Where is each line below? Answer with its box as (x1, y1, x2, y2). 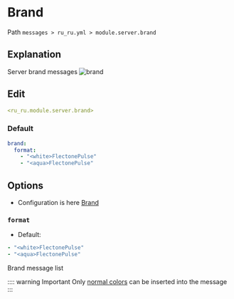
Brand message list (7, 264, 64, 273)
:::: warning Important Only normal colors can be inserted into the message (7, 278, 228, 286)
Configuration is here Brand (17, 199, 100, 207)
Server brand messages (7, 67, 78, 75)
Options (7, 179, 44, 192)
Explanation (7, 48, 62, 61)
